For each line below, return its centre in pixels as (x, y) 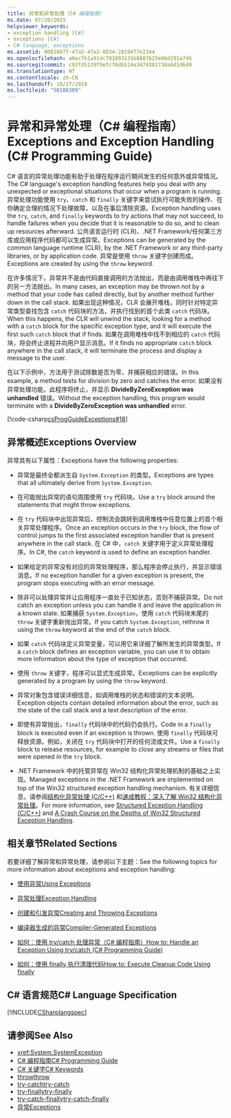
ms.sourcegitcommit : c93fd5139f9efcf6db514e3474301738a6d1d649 (100, 65)
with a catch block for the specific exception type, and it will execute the (109, 326)
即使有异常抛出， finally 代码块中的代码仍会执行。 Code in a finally (114, 724)
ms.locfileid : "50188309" (44, 90)
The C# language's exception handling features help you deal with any (107, 184)
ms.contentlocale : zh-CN (43, 77)
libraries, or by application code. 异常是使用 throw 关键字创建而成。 (102, 256)
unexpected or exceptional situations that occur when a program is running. (114, 191)
